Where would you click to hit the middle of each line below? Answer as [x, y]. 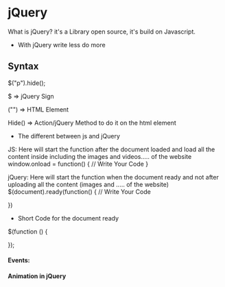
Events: [19, 260]
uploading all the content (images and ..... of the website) [88, 184]
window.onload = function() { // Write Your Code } [78, 164]
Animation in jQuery [37, 276]
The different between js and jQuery [69, 136]
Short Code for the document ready [68, 218]
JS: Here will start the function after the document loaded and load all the [111, 149]
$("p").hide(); [27, 83]
